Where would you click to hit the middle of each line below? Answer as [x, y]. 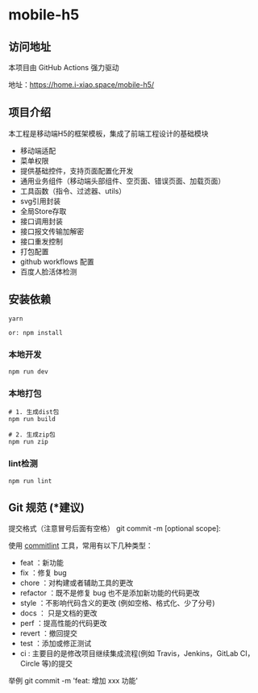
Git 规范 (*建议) [46, 507]
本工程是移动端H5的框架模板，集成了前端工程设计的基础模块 [108, 133]
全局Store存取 [43, 211]
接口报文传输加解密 [52, 231]
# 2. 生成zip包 [32, 435]
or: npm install [35, 332]
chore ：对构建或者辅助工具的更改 [77, 583]
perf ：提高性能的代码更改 [63, 624]
